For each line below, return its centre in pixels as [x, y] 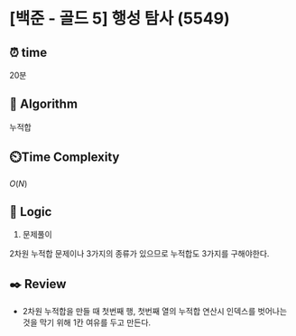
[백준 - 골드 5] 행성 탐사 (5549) [120, 19]
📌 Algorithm [44, 104]
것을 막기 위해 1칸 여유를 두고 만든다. [87, 322]
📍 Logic [31, 212]
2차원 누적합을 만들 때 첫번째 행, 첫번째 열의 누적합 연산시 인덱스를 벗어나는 [154, 312]
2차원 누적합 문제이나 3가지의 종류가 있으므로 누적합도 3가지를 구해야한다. [139, 254]
